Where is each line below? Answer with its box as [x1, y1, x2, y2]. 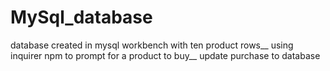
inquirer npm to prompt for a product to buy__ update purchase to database [10, 49, 321, 61]
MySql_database [10, 6, 153, 29]
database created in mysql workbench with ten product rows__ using [10, 39, 294, 51]
